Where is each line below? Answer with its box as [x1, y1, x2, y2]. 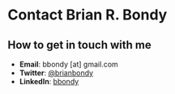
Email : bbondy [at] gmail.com [19, 59, 118, 69]
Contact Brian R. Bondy [7, 6, 168, 24]
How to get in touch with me [7, 38, 152, 52]
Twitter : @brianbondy [19, 68, 94, 78]
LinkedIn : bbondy [19, 77, 79, 86]
